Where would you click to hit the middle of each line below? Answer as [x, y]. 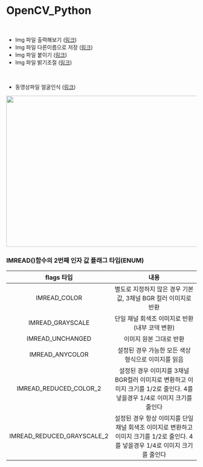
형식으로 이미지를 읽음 [154, 359]
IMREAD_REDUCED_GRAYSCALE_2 [59, 436]
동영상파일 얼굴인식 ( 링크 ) [45, 87]
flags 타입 [59, 277]
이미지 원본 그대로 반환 [154, 339]
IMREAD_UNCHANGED [59, 339]
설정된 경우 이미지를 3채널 [154, 371]
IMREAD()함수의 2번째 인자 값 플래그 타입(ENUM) [75, 260]
